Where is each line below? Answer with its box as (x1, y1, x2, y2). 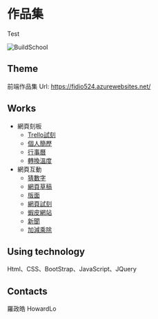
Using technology (7, 246, 85, 258)
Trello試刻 (27, 130, 57, 139)
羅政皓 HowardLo (7, 304, 57, 313)
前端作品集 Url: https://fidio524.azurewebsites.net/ (7, 82, 151, 90)
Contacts (7, 285, 48, 297)
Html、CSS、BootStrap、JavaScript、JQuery (7, 265, 137, 273)
